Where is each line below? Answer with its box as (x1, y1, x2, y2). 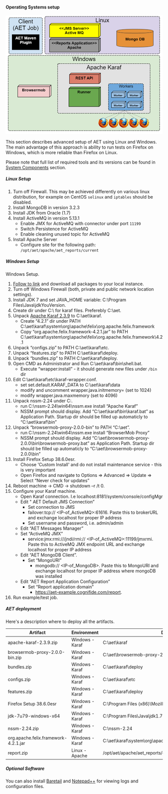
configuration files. (5, 783, 44, 789)
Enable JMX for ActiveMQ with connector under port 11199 (20, 220, 141, 226)
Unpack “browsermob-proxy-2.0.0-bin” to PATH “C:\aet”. (12, 424, 130, 430)
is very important (20, 467, 55, 473)
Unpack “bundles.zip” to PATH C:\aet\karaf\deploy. (12, 355, 118, 361)
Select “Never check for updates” (20, 477, 90, 483)
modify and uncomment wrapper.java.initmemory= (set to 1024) (20, 387, 152, 393)
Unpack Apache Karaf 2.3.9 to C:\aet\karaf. (12, 313, 102, 319)
